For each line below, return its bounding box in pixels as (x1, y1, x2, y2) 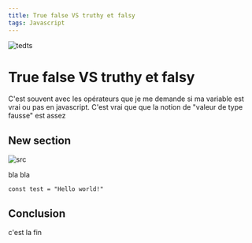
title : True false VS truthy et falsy (8, 11, 135, 20)
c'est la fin (8, 228, 42, 237)
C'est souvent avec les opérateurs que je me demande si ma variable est (8, 94, 244, 103)
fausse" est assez (8, 111, 66, 121)
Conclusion (8, 207, 66, 220)
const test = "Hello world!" (8, 185, 104, 193)
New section (8, 133, 72, 147)
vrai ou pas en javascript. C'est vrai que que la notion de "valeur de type (8, 103, 243, 112)
